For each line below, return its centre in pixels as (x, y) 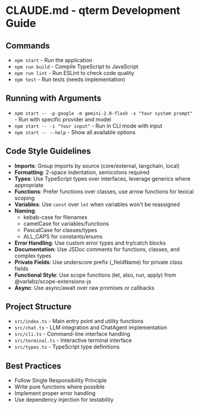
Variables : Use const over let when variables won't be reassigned (97, 204)
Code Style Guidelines (48, 151)
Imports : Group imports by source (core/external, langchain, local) (97, 166)
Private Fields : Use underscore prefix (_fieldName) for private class (98, 262)
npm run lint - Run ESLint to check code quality (74, 73)
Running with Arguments (54, 98)
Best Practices (33, 366)
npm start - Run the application (53, 60)
